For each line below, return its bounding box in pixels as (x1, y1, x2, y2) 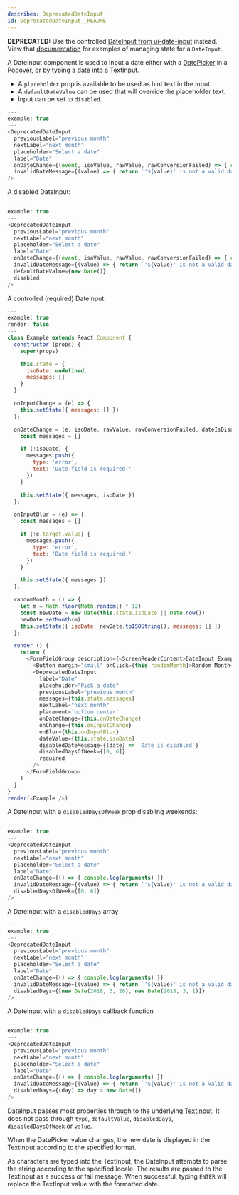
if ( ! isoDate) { (20, 445, 69, 453)
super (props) (20, 347, 59, 355)
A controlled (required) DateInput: (7, 294, 107, 302)
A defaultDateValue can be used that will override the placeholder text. (17, 87, 226, 96)
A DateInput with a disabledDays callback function (7, 1007, 154, 1015)
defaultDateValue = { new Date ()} (14, 268, 107, 275)
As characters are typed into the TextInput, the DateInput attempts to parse (7, 1156, 228, 1165)
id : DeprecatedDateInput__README (7, 17, 107, 24)
